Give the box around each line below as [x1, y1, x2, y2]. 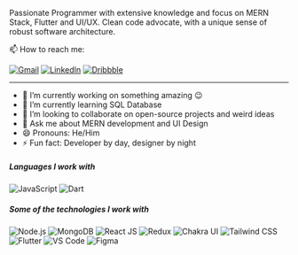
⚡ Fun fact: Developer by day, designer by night [21, 137, 197, 148]
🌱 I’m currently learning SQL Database [21, 99, 162, 110]
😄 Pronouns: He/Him [21, 127, 100, 138]
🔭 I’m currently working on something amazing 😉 [21, 90, 203, 100]
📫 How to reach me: [9, 44, 85, 54]
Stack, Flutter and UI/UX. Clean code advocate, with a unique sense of [9, 17, 268, 27]
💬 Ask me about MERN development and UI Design [21, 119, 208, 128]
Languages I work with [9, 161, 96, 172]
